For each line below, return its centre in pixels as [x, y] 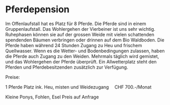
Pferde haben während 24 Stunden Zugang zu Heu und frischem [74, 45]
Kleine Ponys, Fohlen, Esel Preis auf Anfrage [52, 97]
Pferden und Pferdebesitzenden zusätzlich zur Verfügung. [67, 67]
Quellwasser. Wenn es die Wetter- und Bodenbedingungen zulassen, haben [85, 51]
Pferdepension [38, 9]
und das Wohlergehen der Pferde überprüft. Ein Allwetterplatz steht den [81, 61]
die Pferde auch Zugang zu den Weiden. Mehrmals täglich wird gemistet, [82, 56]
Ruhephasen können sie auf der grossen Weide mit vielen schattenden [80, 34]
